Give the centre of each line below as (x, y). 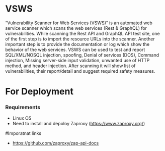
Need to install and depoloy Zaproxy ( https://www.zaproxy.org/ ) (79, 124)
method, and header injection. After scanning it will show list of (70, 66)
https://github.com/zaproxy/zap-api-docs (56, 143)
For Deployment (39, 92)
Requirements (23, 108)
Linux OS (22, 118)
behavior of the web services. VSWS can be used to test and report (75, 49)
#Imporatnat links (23, 133)
